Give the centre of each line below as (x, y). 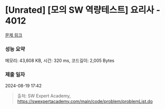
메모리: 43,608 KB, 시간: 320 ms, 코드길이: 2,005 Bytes (60, 61)
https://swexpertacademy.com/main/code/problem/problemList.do (85, 101)
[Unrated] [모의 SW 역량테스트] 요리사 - (83, 10)
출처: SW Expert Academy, (44, 96)
